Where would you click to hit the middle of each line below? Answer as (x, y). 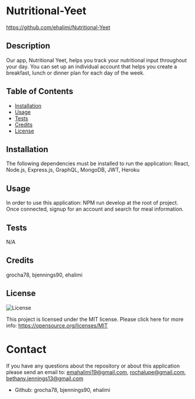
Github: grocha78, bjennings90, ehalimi (62, 390)
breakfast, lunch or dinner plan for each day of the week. (75, 73)
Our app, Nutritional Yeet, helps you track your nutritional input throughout (97, 60)
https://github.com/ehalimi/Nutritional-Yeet (58, 27)
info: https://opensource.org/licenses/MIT (57, 325)
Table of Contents (40, 91)
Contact (26, 349)
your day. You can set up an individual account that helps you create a (92, 66)
